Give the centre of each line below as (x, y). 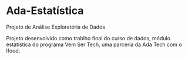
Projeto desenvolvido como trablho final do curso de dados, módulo (88, 38)
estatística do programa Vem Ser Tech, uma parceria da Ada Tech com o (94, 44)
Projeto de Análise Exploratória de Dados (56, 27)
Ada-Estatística (45, 11)
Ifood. (13, 50)
